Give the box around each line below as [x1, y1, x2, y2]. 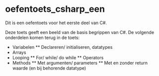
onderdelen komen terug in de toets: [5, 35, 80, 40]
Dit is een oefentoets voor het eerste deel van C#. [5, 20, 107, 26]
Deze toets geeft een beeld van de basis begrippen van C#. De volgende [5, 29, 155, 35]
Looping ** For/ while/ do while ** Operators [12, 54, 104, 60]
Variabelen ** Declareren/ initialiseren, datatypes [12, 44, 113, 50]
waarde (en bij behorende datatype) [12, 65, 86, 71]
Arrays [12, 49, 26, 55]
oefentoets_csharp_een [5, 3, 105, 15]
